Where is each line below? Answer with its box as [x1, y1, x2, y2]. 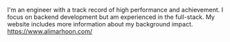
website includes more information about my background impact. [7, 20, 193, 28]
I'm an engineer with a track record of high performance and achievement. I [7, 6, 224, 14]
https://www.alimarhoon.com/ [7, 27, 93, 35]
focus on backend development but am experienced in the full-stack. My [7, 13, 215, 21]
